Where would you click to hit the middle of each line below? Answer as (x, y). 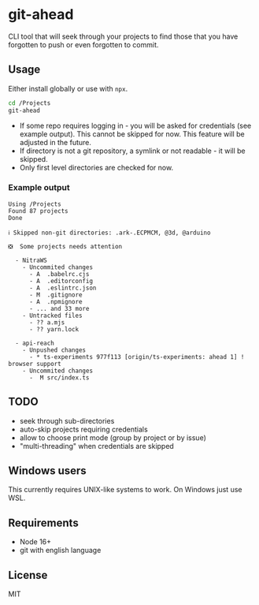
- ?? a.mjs (47, 322)
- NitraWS (31, 260)
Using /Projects (35, 204)
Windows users (47, 471)
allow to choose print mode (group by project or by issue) (113, 437)
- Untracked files (52, 316)
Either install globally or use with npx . (68, 88)
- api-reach (35, 343)
